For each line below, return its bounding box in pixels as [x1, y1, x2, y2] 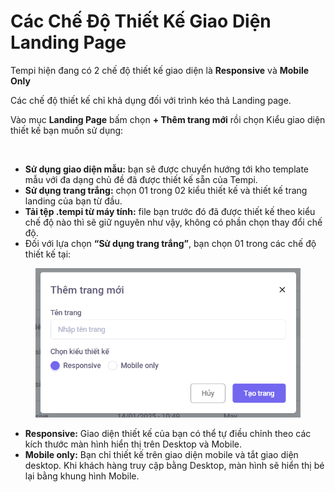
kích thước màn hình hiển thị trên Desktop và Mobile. [24, 438, 243, 450]
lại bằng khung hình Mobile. [24, 470, 140, 482]
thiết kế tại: [24, 248, 72, 260]
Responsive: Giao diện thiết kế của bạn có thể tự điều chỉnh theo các [24, 427, 312, 439]
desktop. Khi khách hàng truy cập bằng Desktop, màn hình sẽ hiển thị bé [24, 459, 325, 471]
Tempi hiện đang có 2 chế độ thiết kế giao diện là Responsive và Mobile [10, 64, 310, 76]
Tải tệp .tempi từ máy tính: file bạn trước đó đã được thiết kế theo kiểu [24, 205, 316, 217]
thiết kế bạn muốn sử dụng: [10, 124, 124, 136]
